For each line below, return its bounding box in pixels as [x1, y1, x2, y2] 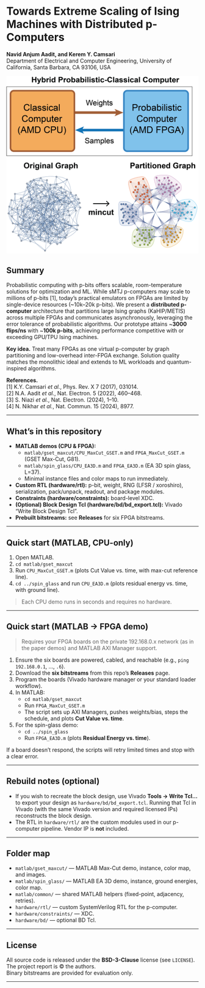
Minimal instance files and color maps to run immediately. [24, 475, 169, 482]
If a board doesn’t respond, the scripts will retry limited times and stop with [6, 746, 195, 754]
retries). [15, 897, 35, 904]
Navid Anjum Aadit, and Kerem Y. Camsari [6, 50, 115, 58]
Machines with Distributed [6, 17, 143, 31]
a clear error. [6, 752, 39, 760]
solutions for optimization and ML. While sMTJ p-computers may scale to [6, 288, 190, 295]
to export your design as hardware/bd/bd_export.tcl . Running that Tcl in [15, 799, 196, 806]
